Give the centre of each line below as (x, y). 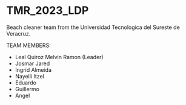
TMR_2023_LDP (48, 11)
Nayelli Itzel (29, 76)
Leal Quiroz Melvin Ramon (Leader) (59, 57)
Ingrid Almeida (33, 69)
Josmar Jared (32, 63)
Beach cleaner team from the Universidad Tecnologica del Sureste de (93, 27)
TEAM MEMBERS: (29, 45)
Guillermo (27, 89)
